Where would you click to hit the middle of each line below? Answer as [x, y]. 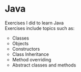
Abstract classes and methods [44, 65]
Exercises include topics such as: [40, 28]
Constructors [26, 49]
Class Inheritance [31, 54]
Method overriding [32, 59]
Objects [20, 43]
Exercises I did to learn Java [34, 23]
